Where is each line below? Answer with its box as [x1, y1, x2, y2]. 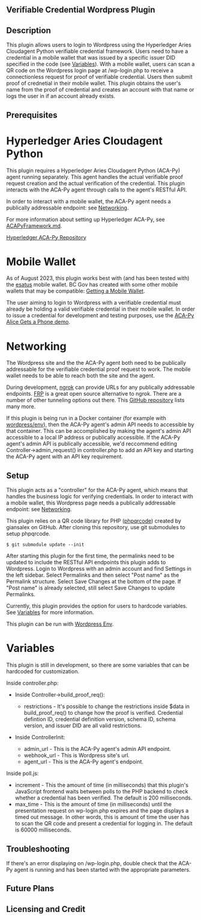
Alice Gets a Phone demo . [6, 319, 71, 326]
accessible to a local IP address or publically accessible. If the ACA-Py [6, 434, 181, 441]
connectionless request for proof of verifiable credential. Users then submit [6, 73, 193, 81]
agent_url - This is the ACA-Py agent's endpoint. [23, 758, 144, 765]
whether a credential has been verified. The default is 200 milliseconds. [14, 794, 193, 801]
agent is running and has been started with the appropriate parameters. [14, 866, 191, 873]
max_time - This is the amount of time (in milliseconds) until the [14, 801, 172, 808]
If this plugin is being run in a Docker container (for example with [6, 415, 166, 422]
